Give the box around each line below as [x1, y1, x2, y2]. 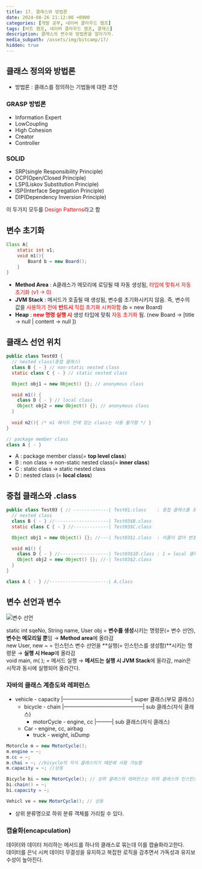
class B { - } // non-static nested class [11, 364, 120, 370]
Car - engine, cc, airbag [23, 725, 83, 732]
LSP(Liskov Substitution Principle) [14, 181, 99, 188]
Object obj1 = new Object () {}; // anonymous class [11, 381, 144, 387]
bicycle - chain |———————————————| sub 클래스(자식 [23, 703, 183, 710]
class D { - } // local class [17, 398, 93, 404]
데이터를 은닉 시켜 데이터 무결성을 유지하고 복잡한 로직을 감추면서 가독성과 [6, 849, 180, 856]
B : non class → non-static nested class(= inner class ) [14, 459, 150, 466]
